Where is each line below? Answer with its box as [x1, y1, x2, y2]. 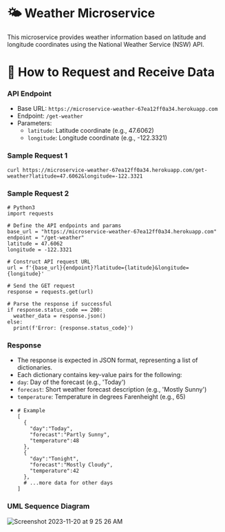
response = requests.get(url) [7, 288, 94, 296]
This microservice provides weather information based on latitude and [7, 32, 206, 41]
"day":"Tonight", [30, 456, 79, 462]
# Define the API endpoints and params [7, 222, 122, 229]
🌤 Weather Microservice [7, 6, 156, 21]
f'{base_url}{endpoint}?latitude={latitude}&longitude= [25, 264, 189, 272]
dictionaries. [17, 363, 53, 372]
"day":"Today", [30, 425, 74, 432]
